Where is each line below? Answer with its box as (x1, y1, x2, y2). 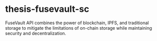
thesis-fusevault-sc (5, 3, 89, 15)
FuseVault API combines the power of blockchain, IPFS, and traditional (5, 20, 149, 26)
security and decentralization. (5, 30, 66, 36)
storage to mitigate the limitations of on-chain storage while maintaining (5, 25, 153, 31)
